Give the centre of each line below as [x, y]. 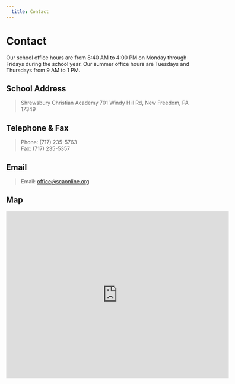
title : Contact [30, 12]
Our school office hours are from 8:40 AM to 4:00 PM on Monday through [96, 58]
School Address [36, 89]
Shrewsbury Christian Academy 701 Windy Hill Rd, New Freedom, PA [104, 103]
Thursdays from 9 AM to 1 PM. [43, 70]
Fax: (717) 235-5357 [45, 148]
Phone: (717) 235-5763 [49, 142]
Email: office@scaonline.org [55, 181]
